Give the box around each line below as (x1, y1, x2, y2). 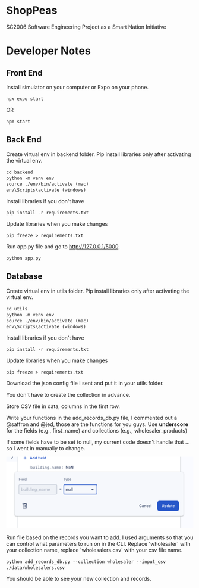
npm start (6, 119, 31, 125)
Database (6, 272, 43, 282)
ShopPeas (6, 4, 58, 17)
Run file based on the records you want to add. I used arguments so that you (6, 534, 194, 541)
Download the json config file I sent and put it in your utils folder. (6, 379, 165, 387)
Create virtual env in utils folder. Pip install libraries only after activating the (6, 287, 189, 294)
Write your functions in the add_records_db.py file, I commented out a (6, 414, 177, 421)
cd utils (6, 306, 28, 312)
